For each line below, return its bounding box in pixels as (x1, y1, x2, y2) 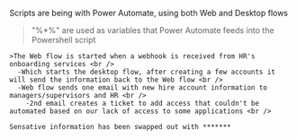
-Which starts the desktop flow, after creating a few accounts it (17, 67, 276, 76)
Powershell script (31, 35, 96, 45)
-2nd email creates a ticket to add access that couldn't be (25, 99, 259, 108)
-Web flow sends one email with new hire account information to (17, 83, 268, 92)
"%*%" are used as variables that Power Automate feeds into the (31, 25, 274, 35)
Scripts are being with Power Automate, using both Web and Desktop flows (9, 8, 289, 18)
